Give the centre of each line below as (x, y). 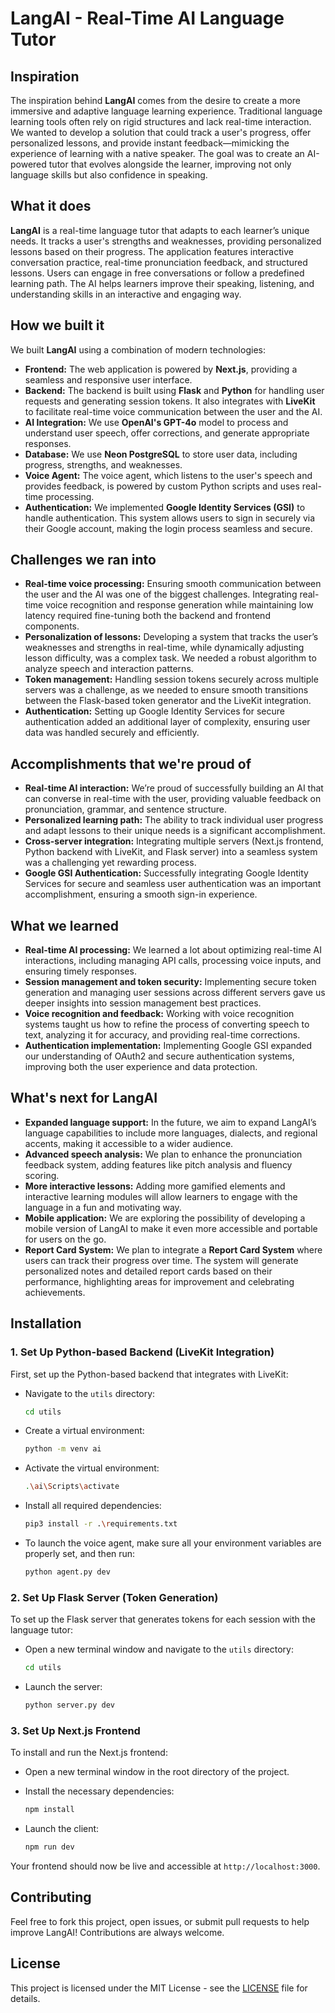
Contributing (51, 1897)
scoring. (42, 1175)
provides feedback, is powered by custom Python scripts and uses (162, 486)
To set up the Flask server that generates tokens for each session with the (163, 1619)
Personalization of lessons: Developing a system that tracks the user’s (171, 637)
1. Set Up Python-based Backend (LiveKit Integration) (142, 1352)
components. (52, 626)
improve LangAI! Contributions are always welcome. (117, 1932)
